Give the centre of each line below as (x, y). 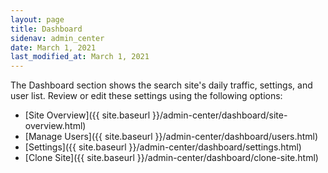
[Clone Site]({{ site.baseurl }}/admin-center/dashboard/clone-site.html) (171, 158)
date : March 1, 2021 (53, 47)
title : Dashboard (46, 29)
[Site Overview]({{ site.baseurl (87, 115)
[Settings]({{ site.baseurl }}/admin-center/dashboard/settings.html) (163, 147)
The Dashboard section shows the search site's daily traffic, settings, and (161, 85)
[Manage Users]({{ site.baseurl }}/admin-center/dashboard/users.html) (171, 137)
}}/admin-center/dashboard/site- (220, 115)
